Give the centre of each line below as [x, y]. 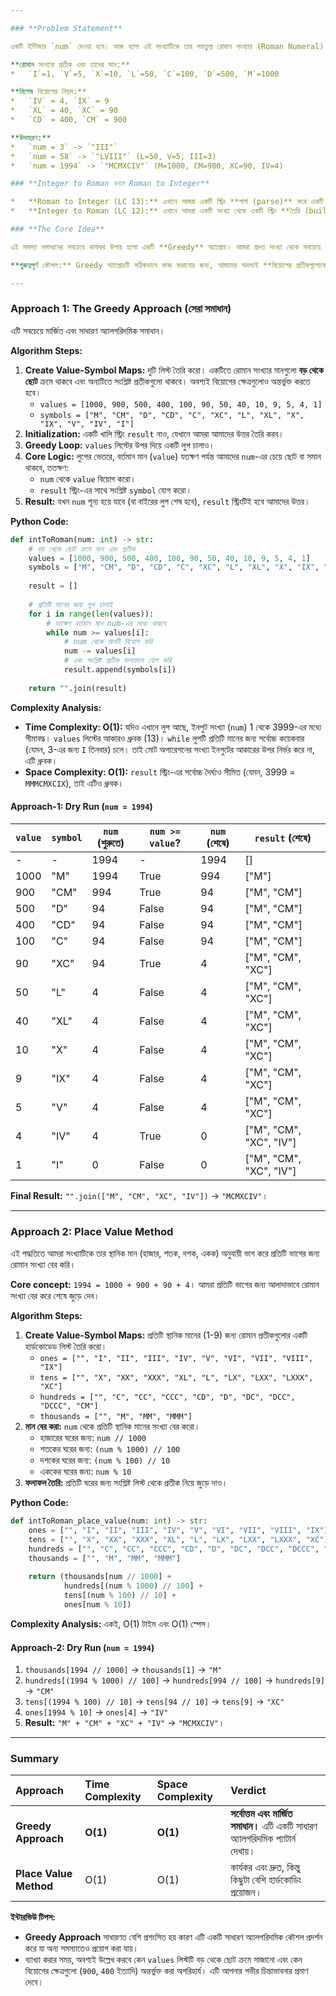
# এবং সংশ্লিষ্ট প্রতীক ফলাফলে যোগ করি [117, 661]
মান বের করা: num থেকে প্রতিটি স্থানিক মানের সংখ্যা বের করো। [112, 1427]
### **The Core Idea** [57, 229]
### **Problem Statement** [66, 28]
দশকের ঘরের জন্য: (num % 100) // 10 [105, 1460]
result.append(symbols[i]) [120, 670]
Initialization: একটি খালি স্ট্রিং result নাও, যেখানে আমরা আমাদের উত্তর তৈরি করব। [154, 433]
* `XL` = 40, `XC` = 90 [64, 111]
